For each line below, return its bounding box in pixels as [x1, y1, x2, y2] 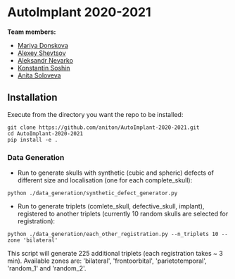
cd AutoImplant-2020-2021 [7, 130, 83, 137]
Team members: [7, 27, 56, 36]
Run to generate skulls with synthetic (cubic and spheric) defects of [17, 168, 215, 177]
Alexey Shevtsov [17, 49, 66, 57]
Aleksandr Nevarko [17, 56, 74, 64]
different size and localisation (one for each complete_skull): [17, 176, 193, 185]
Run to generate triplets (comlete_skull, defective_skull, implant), [17, 202, 205, 211]
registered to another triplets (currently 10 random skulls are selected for [17, 209, 229, 218]
